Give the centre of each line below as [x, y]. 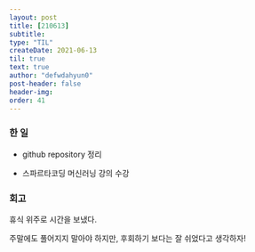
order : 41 [28, 100]
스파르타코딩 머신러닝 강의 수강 [76, 173]
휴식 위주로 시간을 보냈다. [53, 219]
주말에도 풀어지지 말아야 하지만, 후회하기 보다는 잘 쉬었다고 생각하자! [127, 238]
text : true [29, 68]
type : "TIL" [31, 42]
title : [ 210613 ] [39, 26]
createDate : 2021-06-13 [53, 51]
